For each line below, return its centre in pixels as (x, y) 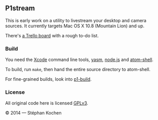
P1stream (20, 8)
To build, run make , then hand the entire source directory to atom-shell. (78, 70)
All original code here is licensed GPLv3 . (47, 103)
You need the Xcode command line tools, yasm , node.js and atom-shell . (80, 59)
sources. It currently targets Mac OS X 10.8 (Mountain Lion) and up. (75, 26)
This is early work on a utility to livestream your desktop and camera (76, 20)
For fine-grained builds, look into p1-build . (48, 79)
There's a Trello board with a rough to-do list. (52, 35)
